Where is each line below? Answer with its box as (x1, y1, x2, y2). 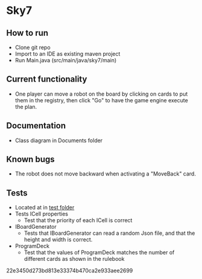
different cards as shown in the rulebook (24, 255, 125, 263)
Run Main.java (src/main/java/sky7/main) (14, 57, 117, 64)
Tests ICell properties (14, 210, 68, 218)
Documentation (6, 120, 66, 131)
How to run (6, 28, 49, 38)
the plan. (14, 103, 37, 110)
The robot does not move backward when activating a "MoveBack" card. (14, 170, 196, 177)
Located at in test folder (14, 204, 75, 211)
